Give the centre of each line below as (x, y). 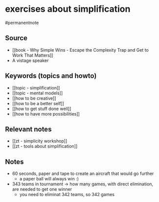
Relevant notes (28, 129)
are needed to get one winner (42, 189)
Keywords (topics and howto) (51, 76)
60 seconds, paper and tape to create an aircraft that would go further (83, 173)
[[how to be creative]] (34, 98)
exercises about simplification (68, 9)
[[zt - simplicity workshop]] (40, 141)
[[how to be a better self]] (38, 103)
